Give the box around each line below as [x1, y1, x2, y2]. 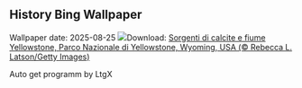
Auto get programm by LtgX [9, 68, 113, 79]
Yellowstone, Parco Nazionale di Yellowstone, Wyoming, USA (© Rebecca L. [9, 41, 293, 52]
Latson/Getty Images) [9, 51, 90, 62]
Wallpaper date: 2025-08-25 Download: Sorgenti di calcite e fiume [9, 31, 266, 43]
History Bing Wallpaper [9, 7, 142, 22]
